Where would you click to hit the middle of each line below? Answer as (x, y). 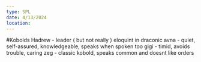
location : (19, 23)
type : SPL (19, 12)
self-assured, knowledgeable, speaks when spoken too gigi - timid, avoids (98, 46)
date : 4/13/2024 (26, 17)
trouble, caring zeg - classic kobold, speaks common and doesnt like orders (100, 53)
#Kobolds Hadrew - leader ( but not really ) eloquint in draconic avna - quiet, (101, 40)
